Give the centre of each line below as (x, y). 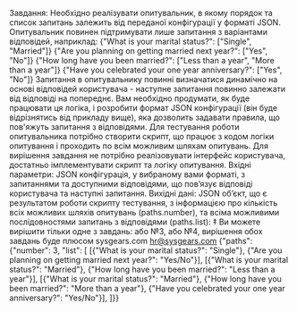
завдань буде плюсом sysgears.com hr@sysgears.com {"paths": (131, 241)
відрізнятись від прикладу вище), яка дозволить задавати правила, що (144, 117)
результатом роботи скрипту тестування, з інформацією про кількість (144, 203)
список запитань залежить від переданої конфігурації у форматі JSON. (145, 22)
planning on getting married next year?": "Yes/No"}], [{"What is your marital (149, 260)
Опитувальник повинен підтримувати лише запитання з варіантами (139, 32)
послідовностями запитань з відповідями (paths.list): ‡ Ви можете (135, 222)
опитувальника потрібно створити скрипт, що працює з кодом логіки (142, 136)
